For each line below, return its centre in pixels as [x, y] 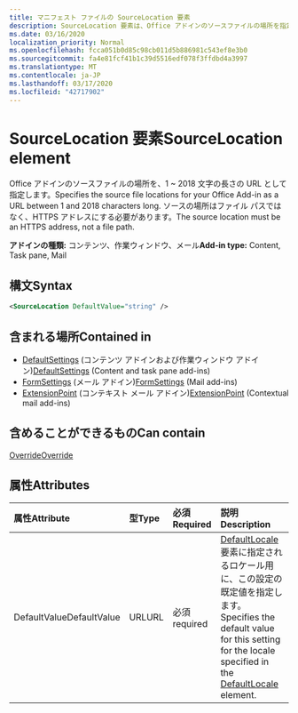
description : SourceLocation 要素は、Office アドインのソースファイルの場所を [145, 26]
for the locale [248, 650]
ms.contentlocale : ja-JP [55, 76]
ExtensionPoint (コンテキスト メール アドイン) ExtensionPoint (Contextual [156, 393]
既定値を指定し [251, 592]
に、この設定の [251, 579]
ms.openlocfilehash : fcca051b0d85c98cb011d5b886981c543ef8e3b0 [129, 51]
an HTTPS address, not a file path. [72, 227]
